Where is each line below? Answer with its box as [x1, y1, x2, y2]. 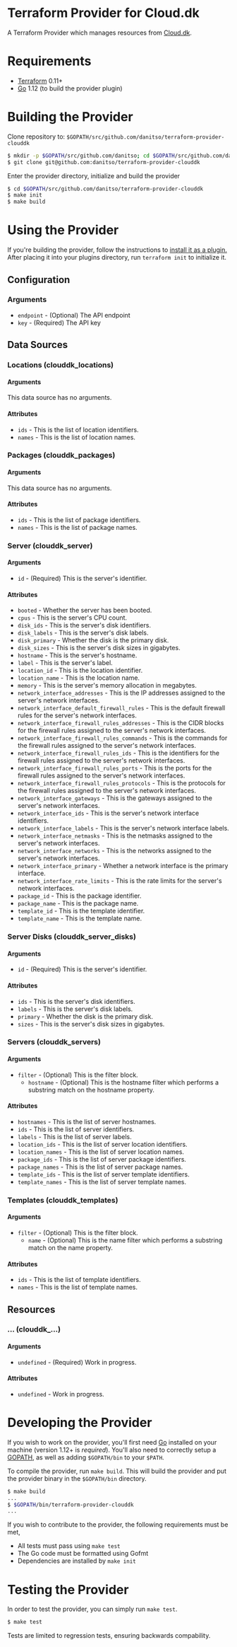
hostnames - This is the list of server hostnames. [17, 1117, 157, 1126]
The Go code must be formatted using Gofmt [17, 1549, 149, 1558]
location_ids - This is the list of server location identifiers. [17, 1140, 188, 1148]
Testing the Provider [7, 1581, 129, 1597]
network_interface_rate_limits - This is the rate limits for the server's [17, 877, 222, 885]
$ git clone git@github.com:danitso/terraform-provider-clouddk [7, 158, 200, 166]
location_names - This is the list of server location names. [17, 1148, 185, 1156]
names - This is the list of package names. [17, 523, 138, 531]
